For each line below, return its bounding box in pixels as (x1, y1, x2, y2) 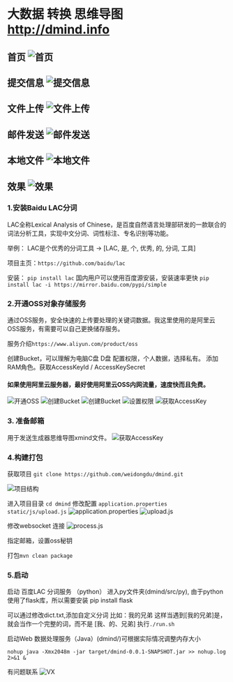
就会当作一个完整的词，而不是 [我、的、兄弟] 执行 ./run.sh (7, 620, 175, 628)
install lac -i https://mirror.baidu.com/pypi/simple (7, 281, 167, 288)
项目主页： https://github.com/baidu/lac (7, 259, 126, 267)
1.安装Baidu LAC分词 (7, 203, 77, 213)
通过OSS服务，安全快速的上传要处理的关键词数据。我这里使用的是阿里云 (7, 316, 216, 324)
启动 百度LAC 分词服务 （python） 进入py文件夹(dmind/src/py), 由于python (7, 587, 223, 596)
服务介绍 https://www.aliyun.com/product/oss (7, 340, 138, 348)
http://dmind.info (7, 22, 110, 38)
